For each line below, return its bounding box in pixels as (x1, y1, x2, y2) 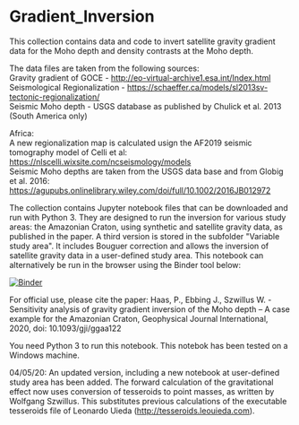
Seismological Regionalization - (9, 82, 125, 92)
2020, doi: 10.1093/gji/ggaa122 (9, 323, 123, 334)
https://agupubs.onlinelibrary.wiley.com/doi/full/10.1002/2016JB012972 (9, 185, 271, 195)
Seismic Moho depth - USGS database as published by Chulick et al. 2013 (9, 100, 282, 111)
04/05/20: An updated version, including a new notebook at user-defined (9, 367, 280, 377)
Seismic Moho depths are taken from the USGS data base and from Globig (9, 166, 284, 177)
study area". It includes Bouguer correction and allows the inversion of (9, 240, 269, 251)
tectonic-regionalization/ (9, 91, 100, 102)
